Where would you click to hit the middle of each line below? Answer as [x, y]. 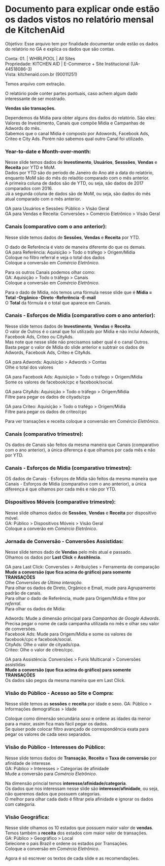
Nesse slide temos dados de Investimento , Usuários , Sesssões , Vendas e [81, 162]
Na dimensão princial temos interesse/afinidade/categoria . [66, 783]
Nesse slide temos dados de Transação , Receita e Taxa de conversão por [81, 758]
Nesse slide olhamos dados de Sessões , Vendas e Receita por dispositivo [81, 513]
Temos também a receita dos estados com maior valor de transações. [76, 833]
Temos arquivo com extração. [35, 84]
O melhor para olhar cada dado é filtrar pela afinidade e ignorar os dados [79, 799]
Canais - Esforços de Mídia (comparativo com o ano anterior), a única [76, 484]
